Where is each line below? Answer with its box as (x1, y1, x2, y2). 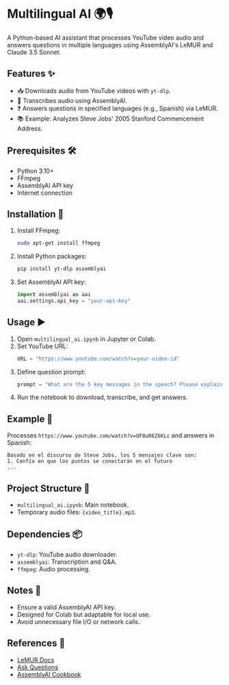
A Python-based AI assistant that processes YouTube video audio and (7, 33, 204, 42)
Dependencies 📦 (7, 529, 83, 540)
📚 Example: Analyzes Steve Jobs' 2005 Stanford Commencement (16, 115, 204, 123)
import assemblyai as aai (16, 291, 91, 298)
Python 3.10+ (16, 167, 55, 175)
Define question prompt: (16, 368, 86, 376)
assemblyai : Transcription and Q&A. (16, 557, 118, 566)
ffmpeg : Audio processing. (16, 564, 91, 573)
